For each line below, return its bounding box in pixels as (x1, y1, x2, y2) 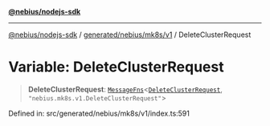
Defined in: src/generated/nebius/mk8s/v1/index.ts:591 (8, 108, 190, 118)
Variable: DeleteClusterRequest (8, 58, 224, 76)
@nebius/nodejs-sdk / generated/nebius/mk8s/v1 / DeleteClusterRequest (8, 30, 252, 39)
